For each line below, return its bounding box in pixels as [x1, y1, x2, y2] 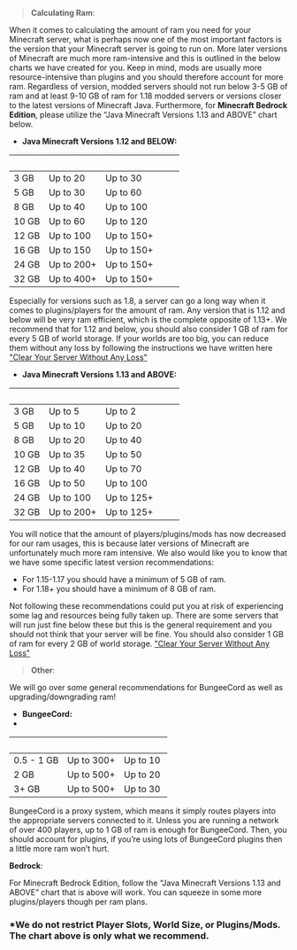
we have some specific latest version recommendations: [9, 557, 215, 567]
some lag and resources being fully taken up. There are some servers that [9, 611, 278, 620]
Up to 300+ [67, 754, 116, 766]
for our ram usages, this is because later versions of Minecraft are [9, 538, 250, 549]
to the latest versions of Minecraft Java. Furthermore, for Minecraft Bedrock [9, 100, 288, 110]
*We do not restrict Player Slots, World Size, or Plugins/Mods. [9, 918, 281, 931]
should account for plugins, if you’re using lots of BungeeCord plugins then [9, 834, 283, 845]
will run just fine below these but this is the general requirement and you [9, 619, 272, 630]
